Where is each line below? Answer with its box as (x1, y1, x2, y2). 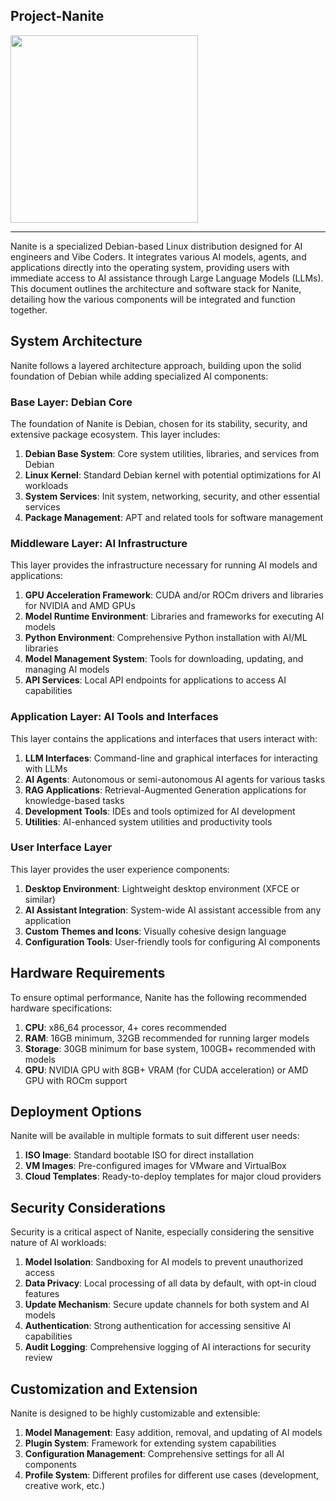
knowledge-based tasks (24, 794, 125, 806)
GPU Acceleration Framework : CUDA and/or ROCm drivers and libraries (24, 589, 324, 601)
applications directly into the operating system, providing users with (10, 261, 290, 273)
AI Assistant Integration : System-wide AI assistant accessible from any (24, 904, 322, 916)
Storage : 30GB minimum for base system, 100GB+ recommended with (24, 1042, 317, 1054)
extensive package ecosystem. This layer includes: (10, 428, 221, 440)
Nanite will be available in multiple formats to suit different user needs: (10, 1130, 300, 1142)
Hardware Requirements (10, 965, 166, 982)
